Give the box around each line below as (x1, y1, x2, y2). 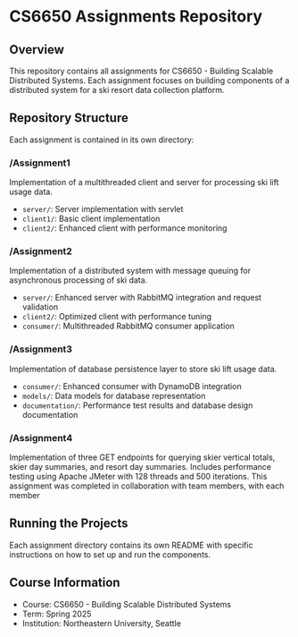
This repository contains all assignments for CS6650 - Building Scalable (9, 65, 274, 76)
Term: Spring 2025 (21, 608, 92, 619)
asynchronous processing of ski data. (9, 275, 148, 285)
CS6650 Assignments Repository (9, 6, 263, 27)
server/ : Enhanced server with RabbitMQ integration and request (21, 293, 261, 303)
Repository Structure (9, 110, 129, 126)
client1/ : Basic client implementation (21, 213, 161, 225)
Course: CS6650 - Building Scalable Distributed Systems (21, 599, 232, 609)
